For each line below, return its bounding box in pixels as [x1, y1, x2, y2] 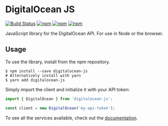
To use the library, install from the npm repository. [5, 59, 110, 65]
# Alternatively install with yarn [5, 73, 81, 78]
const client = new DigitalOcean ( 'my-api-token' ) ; [5, 106, 115, 111]
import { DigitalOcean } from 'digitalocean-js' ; [5, 96, 113, 102]
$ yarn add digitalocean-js [5, 78, 65, 83]
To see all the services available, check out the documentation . [5, 115, 138, 121]
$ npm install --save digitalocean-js [5, 68, 88, 73]
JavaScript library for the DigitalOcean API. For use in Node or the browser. [5, 30, 163, 36]
